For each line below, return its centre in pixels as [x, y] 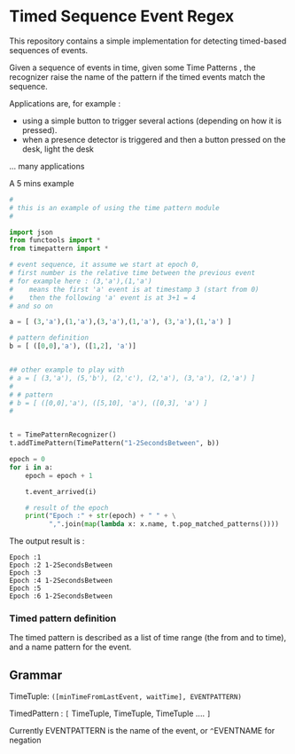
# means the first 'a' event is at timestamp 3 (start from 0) [134, 289]
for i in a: [31, 467]
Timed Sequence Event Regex [122, 16]
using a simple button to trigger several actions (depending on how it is [151, 121]
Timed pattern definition [63, 618]
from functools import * [55, 240]
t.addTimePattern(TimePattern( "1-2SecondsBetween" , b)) [114, 444]
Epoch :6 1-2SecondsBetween [61, 596]
